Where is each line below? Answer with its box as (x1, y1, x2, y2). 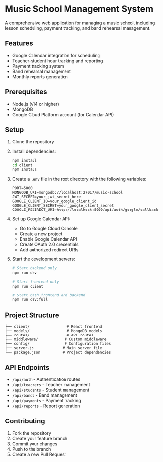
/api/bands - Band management (12, 392, 77, 398)
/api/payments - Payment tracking (12, 397, 81, 403)
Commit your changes (12, 441, 58, 447)
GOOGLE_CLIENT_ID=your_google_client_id (12, 199, 97, 204)
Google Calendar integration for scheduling (12, 52, 100, 58)
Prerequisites (5, 88, 47, 96)
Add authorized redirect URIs (19, 247, 79, 252)
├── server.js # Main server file (5, 346, 102, 351)
